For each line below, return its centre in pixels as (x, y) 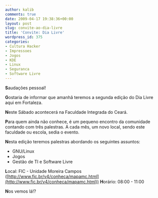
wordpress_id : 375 (24, 37)
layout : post (18, 23)
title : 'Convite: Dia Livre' (35, 33)
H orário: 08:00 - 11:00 (122, 181)
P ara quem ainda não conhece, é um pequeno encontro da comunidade (78, 122)
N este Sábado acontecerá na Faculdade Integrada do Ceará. (66, 112)
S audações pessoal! (26, 88)
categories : (17, 42)
